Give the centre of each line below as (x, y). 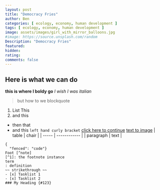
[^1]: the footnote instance (35, 157)
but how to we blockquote (43, 101)
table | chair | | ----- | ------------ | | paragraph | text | (67, 136)
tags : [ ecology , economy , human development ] (55, 28)
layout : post (18, 10)
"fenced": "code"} (28, 149)
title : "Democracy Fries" (31, 14)
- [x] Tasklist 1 (23, 174)
